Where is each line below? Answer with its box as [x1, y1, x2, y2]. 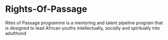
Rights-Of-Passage [5, 3, 88, 15]
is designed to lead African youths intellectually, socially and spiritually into [5, 25, 160, 31]
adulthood [5, 30, 27, 36]
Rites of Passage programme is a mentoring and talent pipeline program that [5, 20, 163, 26]
